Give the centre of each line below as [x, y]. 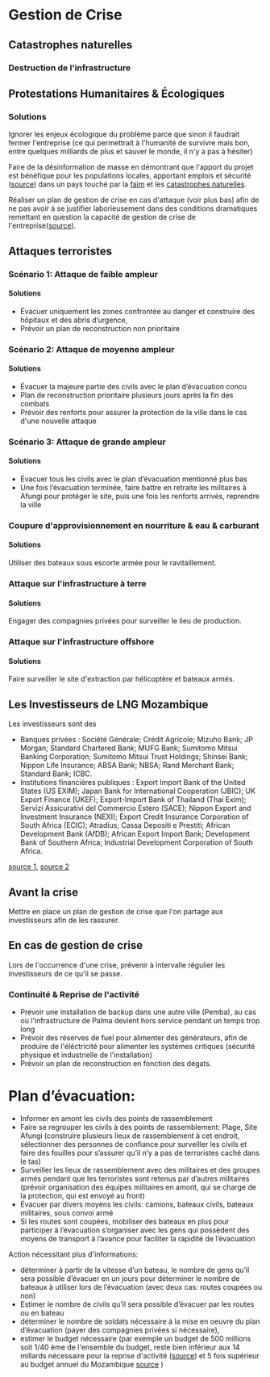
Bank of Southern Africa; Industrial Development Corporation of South [137, 842]
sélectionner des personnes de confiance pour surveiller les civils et [133, 1144]
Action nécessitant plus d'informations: [73, 1254]
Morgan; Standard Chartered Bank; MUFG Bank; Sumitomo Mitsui [129, 748]
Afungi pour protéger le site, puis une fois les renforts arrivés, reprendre [140, 496]
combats [35, 403]
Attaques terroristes [60, 251]
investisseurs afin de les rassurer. [64, 920]
